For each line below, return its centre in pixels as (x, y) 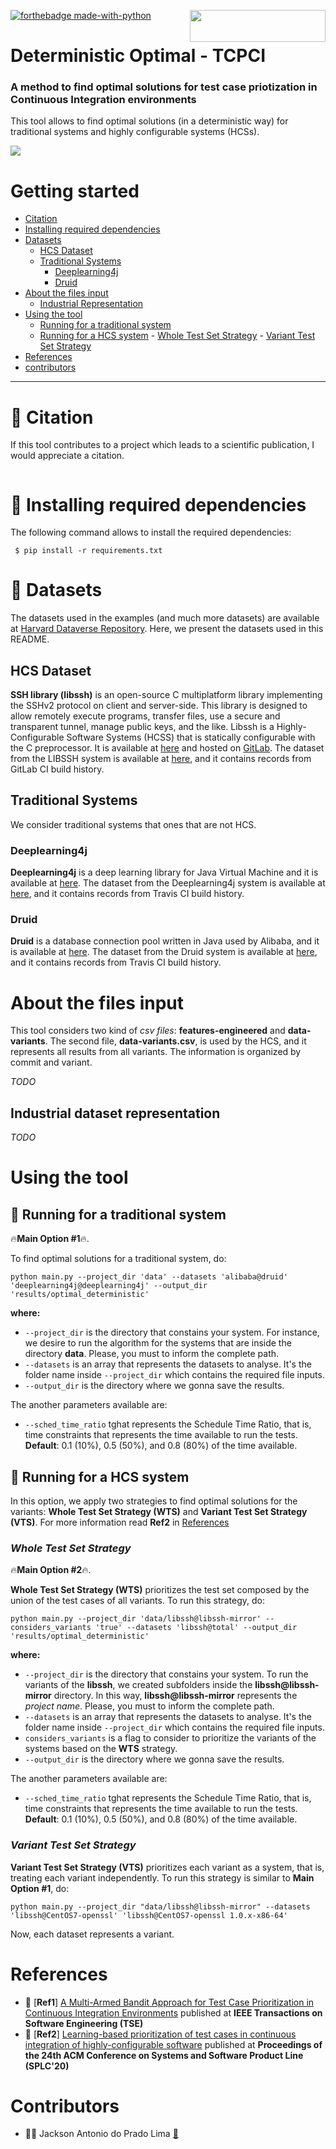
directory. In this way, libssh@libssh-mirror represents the (175, 1696)
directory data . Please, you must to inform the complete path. (152, 1354)
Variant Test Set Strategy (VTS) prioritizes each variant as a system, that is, (167, 1867)
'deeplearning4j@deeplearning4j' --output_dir (109, 1286)
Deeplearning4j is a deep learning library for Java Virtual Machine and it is (164, 872)
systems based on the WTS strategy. (101, 1749)
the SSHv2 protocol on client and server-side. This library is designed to (159, 706)
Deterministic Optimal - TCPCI (138, 56)
